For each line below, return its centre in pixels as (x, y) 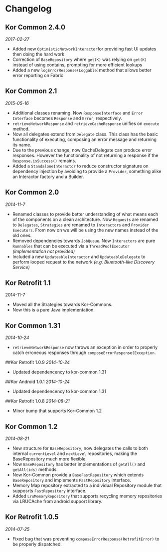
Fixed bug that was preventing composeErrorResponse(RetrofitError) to (86, 538)
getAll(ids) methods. (35, 469)
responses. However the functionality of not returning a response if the (85, 155)
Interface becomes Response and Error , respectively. (67, 118)
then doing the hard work (38, 54)
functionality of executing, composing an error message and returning (84, 139)
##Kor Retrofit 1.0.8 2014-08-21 (37, 401)
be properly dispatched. (37, 544)
